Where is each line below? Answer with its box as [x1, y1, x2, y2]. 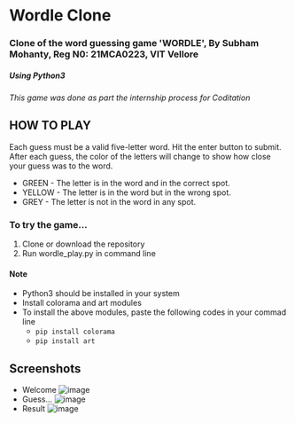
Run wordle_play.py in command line [21, 248, 157, 259]
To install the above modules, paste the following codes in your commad [21, 307, 287, 317]
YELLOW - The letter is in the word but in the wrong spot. [21, 187, 232, 198]
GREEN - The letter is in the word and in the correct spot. [21, 177, 230, 188]
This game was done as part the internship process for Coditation [9, 92, 251, 103]
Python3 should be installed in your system [21, 288, 180, 299]
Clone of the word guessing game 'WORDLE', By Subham [9, 37, 260, 50]
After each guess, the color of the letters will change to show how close [9, 151, 272, 161]
